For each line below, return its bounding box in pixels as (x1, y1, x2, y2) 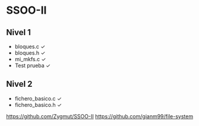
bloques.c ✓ (14, 43, 46, 50)
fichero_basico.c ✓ (14, 94, 62, 102)
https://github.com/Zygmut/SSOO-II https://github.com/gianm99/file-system (6, 112, 194, 119)
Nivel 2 (6, 79, 33, 89)
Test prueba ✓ (14, 62, 50, 69)
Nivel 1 (6, 27, 31, 37)
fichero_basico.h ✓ (14, 101, 62, 108)
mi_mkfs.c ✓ (14, 56, 46, 62)
